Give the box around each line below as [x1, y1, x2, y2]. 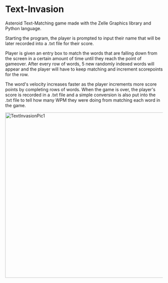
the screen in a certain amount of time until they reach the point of [5, 55, 142, 61]
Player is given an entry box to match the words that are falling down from [5, 50, 157, 56]
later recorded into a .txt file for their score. [5, 40, 94, 46]
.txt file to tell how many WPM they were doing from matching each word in [5, 97, 160, 103]
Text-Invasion [5, 4, 64, 15]
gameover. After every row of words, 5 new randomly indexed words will [5, 61, 154, 67]
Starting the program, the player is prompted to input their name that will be [5, 35, 161, 41]
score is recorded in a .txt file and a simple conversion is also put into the [5, 92, 156, 98]
